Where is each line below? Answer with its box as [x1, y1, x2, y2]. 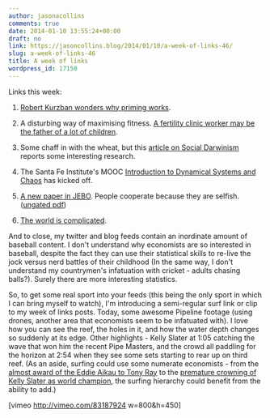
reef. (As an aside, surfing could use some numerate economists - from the [8, 358, 259, 369]
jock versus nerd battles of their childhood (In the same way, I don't [8, 257, 234, 267]
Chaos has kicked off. [19, 175, 93, 185]
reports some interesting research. [19, 151, 136, 160]
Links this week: [8, 87, 62, 96]
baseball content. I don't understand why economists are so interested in [8, 240, 252, 250]
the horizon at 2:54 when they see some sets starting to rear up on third [8, 350, 248, 360]
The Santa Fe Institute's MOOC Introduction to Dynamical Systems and [19, 167, 256, 177]
